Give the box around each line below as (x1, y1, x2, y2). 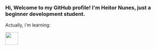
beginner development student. (5, 10, 85, 17)
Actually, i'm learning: (5, 22, 51, 28)
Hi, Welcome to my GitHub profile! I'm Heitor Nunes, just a (5, 4, 151, 11)
